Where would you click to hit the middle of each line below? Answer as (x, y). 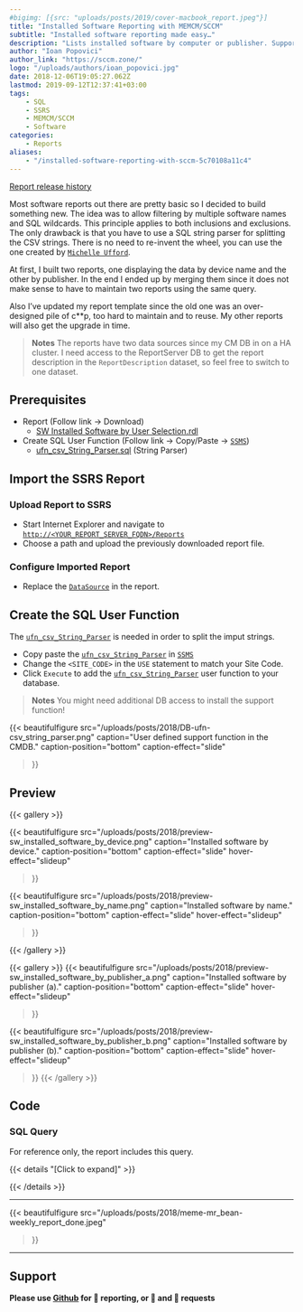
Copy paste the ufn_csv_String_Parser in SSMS (108, 654)
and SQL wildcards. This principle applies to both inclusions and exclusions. (150, 223)
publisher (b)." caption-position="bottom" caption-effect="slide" (129, 1050)
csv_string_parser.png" (52, 737)
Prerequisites (48, 400)
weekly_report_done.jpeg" (58, 1222)
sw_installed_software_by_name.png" (79, 905)
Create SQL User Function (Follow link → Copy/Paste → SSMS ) (136, 441)
